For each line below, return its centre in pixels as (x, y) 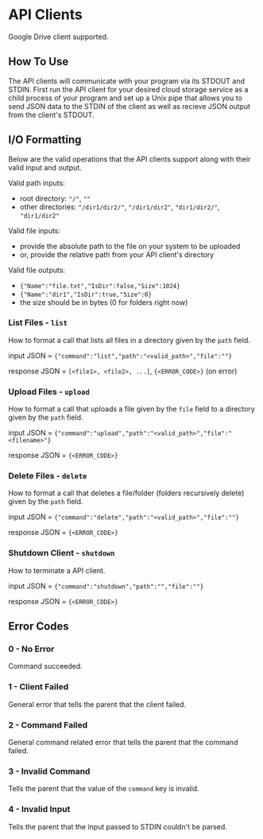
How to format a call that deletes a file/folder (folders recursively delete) (126, 493)
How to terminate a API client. (57, 570)
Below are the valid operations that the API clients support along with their (130, 159)
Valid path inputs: (37, 183)
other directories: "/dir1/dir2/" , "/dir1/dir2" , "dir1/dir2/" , (120, 207)
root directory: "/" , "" (55, 198)
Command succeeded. (46, 666)
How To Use (39, 62)
